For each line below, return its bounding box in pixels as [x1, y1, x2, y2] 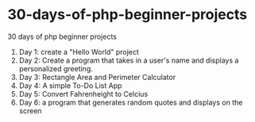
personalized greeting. [18, 63, 93, 73]
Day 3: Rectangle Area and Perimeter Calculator [18, 72, 176, 82]
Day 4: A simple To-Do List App [18, 81, 122, 90]
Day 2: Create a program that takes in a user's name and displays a [18, 55, 239, 65]
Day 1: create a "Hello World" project [18, 47, 140, 56]
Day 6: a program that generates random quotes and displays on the [18, 97, 243, 107]
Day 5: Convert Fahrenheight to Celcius [18, 89, 149, 98]
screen [18, 105, 42, 116]
